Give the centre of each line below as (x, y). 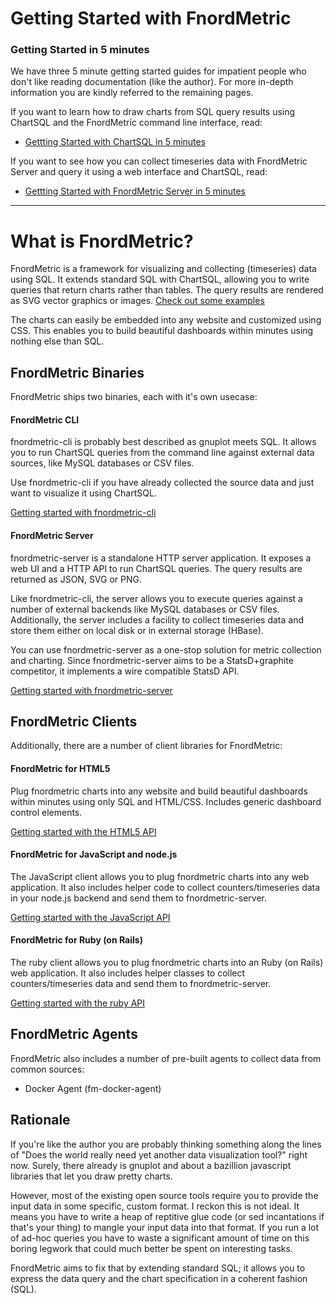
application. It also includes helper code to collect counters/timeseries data (165, 887)
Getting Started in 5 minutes (80, 50)
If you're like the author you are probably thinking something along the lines (166, 1144)
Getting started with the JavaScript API (90, 917)
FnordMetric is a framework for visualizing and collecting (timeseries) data (163, 269)
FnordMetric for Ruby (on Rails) (76, 940)
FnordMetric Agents (74, 1034)
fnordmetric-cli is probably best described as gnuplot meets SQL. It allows (163, 442)
